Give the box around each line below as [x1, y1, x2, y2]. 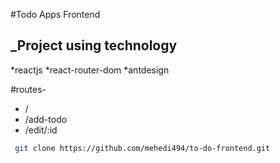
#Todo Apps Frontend [10, 9, 101, 20]
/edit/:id [24, 124, 58, 136]
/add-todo [24, 113, 68, 125]
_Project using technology [10, 37, 178, 54]
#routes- [10, 83, 47, 95]
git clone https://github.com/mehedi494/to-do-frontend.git [14, 143, 271, 153]
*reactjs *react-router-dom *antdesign [10, 64, 170, 76]
